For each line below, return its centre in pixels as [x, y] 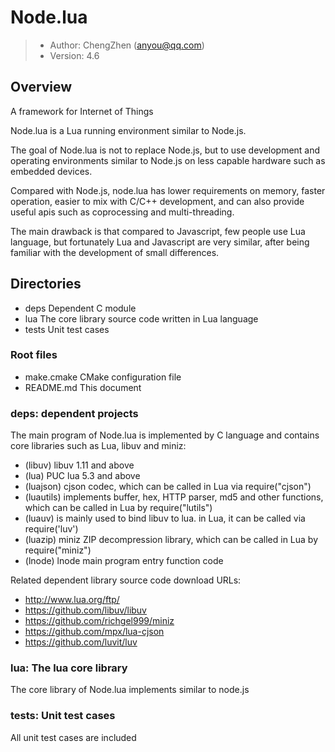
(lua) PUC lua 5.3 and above [82, 476]
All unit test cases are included [73, 737]
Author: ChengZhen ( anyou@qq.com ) [127, 45]
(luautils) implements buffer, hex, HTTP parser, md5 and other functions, [174, 497]
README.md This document [83, 387]
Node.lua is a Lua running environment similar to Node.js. [128, 130]
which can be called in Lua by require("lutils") [118, 508]
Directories [46, 284]
